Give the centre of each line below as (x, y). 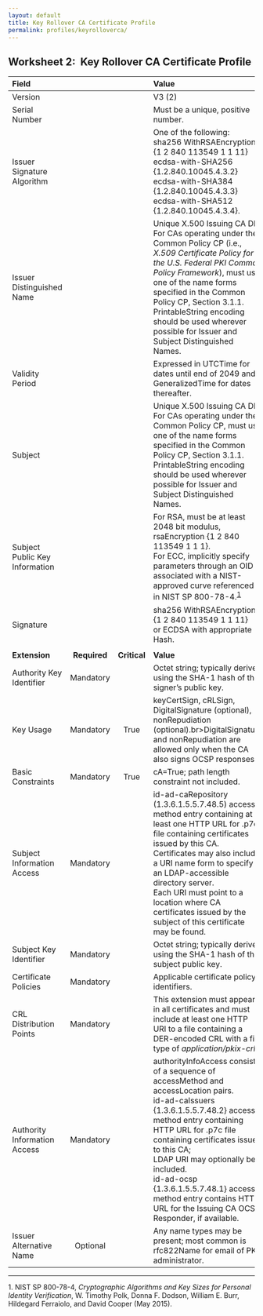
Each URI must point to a (198, 892)
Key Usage (32, 729)
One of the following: (191, 133)
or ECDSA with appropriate (202, 629)
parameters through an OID (203, 566)
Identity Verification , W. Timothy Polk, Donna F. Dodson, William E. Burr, (124, 1295)
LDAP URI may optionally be (204, 1159)
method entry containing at (203, 814)
